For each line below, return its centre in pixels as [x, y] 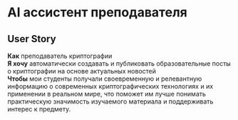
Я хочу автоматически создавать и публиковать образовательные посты [119, 64]
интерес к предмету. [39, 109]
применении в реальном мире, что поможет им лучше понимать [107, 94]
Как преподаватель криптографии [60, 56]
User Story [32, 39]
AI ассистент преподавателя [97, 12]
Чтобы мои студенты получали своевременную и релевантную [105, 79]
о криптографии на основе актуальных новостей [82, 71]
